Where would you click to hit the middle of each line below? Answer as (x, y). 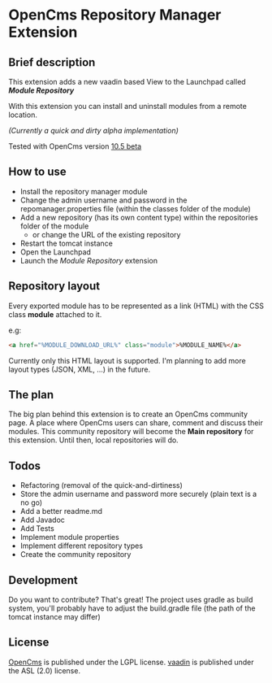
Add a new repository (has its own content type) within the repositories (139, 217)
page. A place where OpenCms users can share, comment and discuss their (136, 423)
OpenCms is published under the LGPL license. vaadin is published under (131, 662)
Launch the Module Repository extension (89, 260)
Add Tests (37, 529)
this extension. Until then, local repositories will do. (93, 440)
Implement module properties (69, 537)
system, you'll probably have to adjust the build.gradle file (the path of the (132, 608)
